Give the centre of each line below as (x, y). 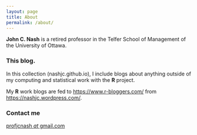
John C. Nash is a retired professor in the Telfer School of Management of (96, 39)
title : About (22, 17)
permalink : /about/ (30, 22)
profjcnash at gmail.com (36, 126)
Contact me (23, 113)
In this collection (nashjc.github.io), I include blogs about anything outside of (98, 74)
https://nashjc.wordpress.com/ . (44, 97)
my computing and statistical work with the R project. (71, 80)
